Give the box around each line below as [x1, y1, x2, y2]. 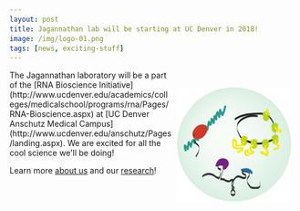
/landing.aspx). [9, 138, 66, 149]
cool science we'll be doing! [9, 147, 115, 159]
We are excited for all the [67, 138, 161, 149]
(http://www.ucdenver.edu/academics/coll [9, 90, 169, 100]
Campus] [78, 119, 114, 130]
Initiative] [98, 79, 134, 90]
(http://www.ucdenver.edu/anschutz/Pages [9, 128, 171, 139]
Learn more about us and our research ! [9, 165, 157, 176]
